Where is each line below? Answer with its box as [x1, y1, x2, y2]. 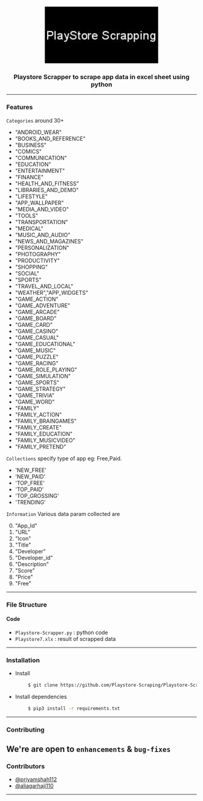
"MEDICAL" [14, 225, 44, 232]
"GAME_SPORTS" [14, 379, 59, 386]
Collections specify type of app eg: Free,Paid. [6, 454, 122, 462]
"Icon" [14, 535, 31, 542]
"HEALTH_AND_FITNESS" [14, 179, 80, 187]
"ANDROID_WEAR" [14, 128, 62, 136]
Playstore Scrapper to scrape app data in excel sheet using [13, 72, 190, 81]
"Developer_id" [14, 554, 53, 561]
